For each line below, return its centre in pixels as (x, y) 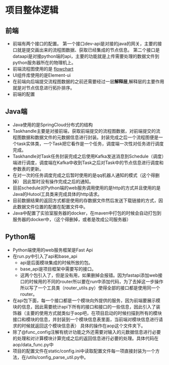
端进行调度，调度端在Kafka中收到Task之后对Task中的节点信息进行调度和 (88, 163)
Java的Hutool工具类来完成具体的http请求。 (57, 194)
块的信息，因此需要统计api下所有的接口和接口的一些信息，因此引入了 (84, 306)
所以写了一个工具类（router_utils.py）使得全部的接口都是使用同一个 (90, 288)
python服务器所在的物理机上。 (44, 63)
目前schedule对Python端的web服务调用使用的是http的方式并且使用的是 (87, 188)
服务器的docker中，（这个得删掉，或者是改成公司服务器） (72, 219)
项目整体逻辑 (32, 10)
